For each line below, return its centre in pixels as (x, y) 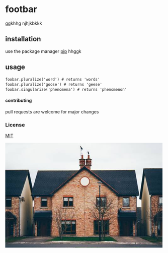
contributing (19, 101)
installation (23, 39)
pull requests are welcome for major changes (52, 111)
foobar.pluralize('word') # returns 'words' (53, 79)
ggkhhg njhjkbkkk (24, 23)
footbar (21, 9)
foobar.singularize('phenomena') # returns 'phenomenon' (66, 89)
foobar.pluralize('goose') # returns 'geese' (54, 84)
